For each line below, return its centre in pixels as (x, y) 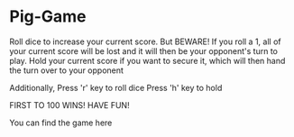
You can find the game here (61, 123)
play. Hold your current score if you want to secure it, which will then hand (147, 60)
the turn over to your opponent (67, 70)
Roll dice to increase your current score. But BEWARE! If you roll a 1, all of (145, 41)
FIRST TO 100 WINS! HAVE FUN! (69, 105)
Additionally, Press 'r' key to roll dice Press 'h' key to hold (116, 87)
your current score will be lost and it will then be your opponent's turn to (143, 50)
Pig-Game (48, 17)
